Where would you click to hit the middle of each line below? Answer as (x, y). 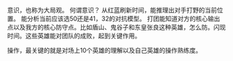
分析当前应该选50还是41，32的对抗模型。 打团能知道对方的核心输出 (123, 19)
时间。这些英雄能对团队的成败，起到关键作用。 (74, 36)
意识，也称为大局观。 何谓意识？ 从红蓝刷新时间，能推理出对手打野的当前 (112, 10)
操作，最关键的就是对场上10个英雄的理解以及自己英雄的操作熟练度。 (105, 50)
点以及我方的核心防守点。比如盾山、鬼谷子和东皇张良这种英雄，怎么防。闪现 (116, 27)
